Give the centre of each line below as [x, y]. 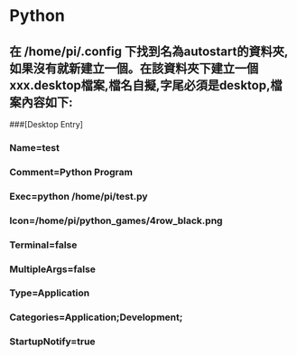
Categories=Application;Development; [96, 317]
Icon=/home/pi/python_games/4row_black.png [116, 220]
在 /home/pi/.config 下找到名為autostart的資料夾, [149, 51]
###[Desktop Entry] [46, 124]
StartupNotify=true [53, 342]
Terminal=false [43, 245]
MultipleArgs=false [53, 269]
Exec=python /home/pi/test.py [79, 196]
